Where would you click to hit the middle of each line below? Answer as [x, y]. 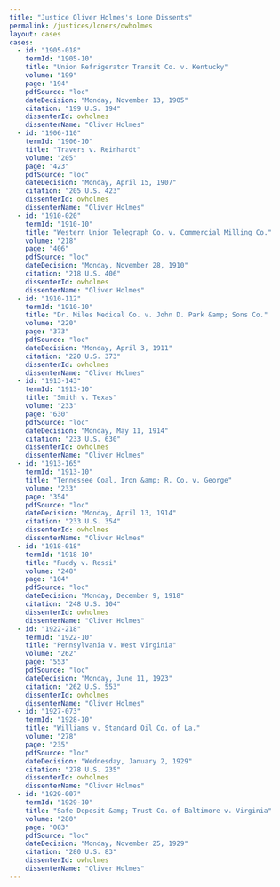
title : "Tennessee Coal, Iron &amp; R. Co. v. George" [129, 480]
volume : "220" [51, 324]
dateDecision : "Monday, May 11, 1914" [97, 431]
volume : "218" [51, 241]
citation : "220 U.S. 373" [73, 356]
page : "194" [47, 84]
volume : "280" [51, 819]
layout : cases [36, 34]
